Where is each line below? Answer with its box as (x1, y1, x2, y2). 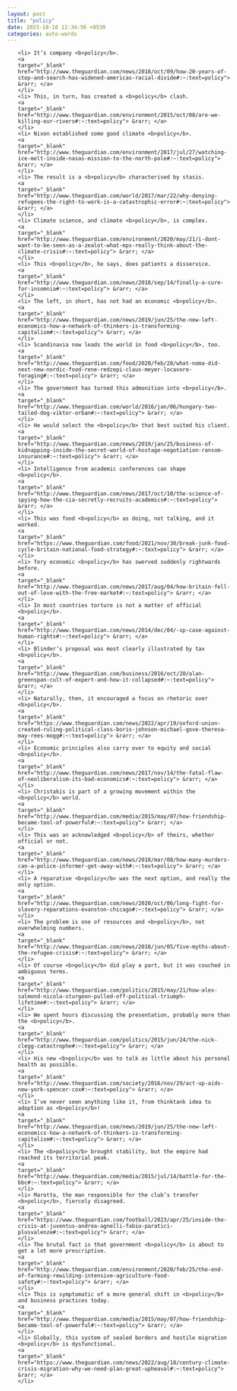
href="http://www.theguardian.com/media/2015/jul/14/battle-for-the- (17, 1173, 228, 1180)
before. (17, 565, 40, 572)
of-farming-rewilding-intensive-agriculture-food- (17, 1273, 170, 1280)
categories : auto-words (7, 30, 78, 38)
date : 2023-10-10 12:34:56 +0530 (7, 23, 106, 31)
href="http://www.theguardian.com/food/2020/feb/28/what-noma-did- (17, 360, 221, 367)
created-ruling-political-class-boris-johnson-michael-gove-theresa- (17, 726, 228, 733)
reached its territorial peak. (17, 1154, 110, 1162)
